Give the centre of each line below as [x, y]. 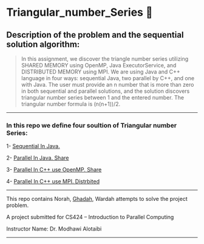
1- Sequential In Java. [33, 146]
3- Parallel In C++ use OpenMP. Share [54, 170]
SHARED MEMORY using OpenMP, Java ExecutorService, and [99, 65]
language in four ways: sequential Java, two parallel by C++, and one [108, 78]
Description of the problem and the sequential [95, 35]
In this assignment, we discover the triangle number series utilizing [105, 59]
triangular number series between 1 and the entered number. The [102, 97]
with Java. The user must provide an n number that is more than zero [107, 85]
